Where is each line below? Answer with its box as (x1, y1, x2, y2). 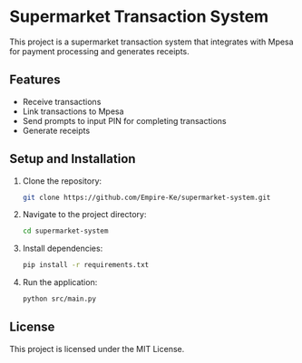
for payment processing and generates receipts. (9, 45, 190, 56)
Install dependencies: (22, 243, 103, 254)
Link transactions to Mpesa (22, 106, 124, 117)
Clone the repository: (22, 175, 102, 186)
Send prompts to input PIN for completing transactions (22, 115, 227, 126)
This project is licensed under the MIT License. (9, 343, 185, 354)
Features (9, 72, 61, 88)
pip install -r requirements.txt (22, 261, 150, 270)
